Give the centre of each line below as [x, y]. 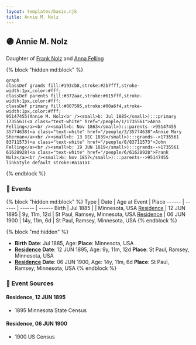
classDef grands [26, 86]
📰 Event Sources [30, 283]
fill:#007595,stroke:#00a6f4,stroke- [97, 106]
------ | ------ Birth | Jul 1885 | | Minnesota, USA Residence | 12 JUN [103, 208]
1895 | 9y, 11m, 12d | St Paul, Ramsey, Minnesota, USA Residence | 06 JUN [96, 214]
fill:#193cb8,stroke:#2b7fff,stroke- [94, 86]
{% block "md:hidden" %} [37, 232]
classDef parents [27, 96]
